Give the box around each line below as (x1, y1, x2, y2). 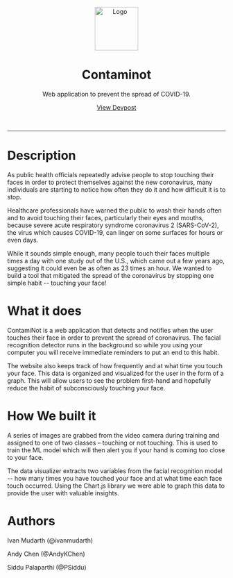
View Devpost (96, 103, 137, 111)
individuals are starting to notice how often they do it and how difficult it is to (7, 185, 226, 194)
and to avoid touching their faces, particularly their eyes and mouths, (7, 213, 205, 222)
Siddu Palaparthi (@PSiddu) (7, 563, 87, 571)
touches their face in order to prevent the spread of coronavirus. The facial (7, 333, 221, 342)
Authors (7, 513, 55, 529)
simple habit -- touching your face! (7, 279, 107, 287)
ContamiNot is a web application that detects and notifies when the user (7, 326, 214, 334)
